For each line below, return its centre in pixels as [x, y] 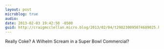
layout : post [18, 9]
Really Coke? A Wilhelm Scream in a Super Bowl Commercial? [67, 41]
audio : [12, 18]
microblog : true [21, 14]
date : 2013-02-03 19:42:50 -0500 [39, 23]
